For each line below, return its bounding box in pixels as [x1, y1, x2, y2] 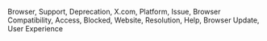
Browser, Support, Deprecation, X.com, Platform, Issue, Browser [7, 7, 221, 16]
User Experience [7, 24, 64, 33]
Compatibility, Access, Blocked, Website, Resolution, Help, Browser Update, [7, 15, 260, 25]
